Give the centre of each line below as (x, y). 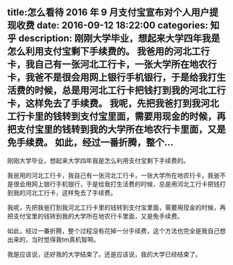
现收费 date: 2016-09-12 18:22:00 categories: (108, 25)
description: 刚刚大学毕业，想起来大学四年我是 (119, 39)
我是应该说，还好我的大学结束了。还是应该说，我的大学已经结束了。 (104, 254)
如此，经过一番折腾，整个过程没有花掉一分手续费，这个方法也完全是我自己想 (116, 230)
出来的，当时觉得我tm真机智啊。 (53, 239)
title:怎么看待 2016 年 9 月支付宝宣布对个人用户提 (113, 12)
